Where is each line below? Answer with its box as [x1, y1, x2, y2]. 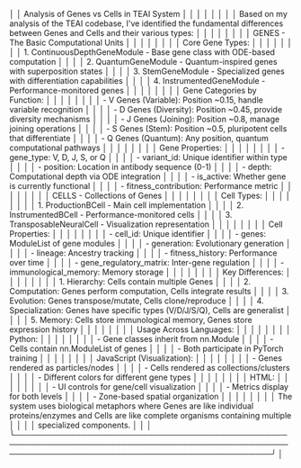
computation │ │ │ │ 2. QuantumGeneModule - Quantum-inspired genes [9, 57, 278, 67]
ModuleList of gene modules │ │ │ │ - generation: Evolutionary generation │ [9, 238, 292, 248]
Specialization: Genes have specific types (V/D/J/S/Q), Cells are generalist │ [9, 305, 291, 315]
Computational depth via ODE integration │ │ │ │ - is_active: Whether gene [9, 171, 287, 182]
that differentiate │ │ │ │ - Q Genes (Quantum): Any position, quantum [9, 133, 270, 143]
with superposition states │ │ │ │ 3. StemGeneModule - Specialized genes [9, 66, 285, 76]
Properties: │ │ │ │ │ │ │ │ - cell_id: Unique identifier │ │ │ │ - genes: [9, 229, 267, 238]
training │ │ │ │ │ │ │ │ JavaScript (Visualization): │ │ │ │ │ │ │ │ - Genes [9, 353, 283, 364]
